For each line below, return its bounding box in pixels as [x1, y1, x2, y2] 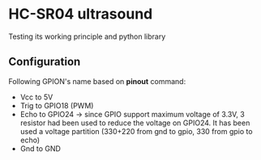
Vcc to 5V [19, 92, 53, 102]
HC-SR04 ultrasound [8, 5, 153, 23]
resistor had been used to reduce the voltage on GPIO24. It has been [19, 118, 250, 128]
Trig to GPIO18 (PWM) [19, 100, 94, 110]
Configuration [8, 55, 81, 69]
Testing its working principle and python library [8, 32, 166, 41]
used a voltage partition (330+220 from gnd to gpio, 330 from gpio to [19, 126, 253, 136]
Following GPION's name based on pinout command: [8, 76, 186, 86]
